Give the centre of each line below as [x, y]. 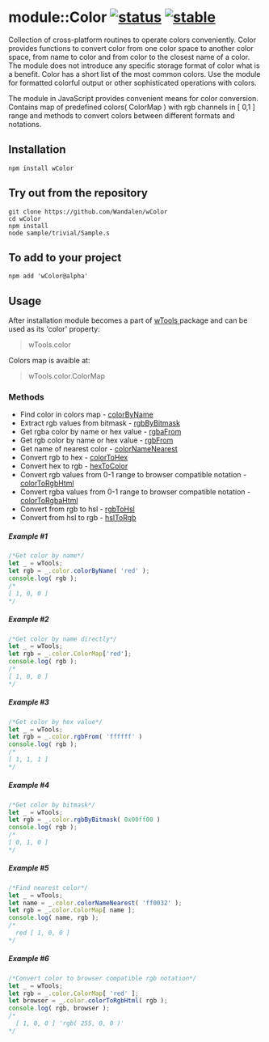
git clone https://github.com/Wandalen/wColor [88, 212]
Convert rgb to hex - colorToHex [74, 458]
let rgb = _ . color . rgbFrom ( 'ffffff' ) [76, 737]
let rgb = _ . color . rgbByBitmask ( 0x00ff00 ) [84, 820]
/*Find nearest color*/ [48, 887]
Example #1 [28, 536]
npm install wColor [41, 168]
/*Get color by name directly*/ [63, 639]
